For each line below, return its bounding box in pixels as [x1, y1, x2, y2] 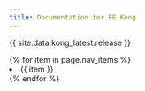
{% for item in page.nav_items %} [9, 54, 132, 64]
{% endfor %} [9, 72, 60, 84]
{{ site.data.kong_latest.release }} [9, 37, 131, 48]
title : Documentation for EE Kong [9, 12, 137, 22]
